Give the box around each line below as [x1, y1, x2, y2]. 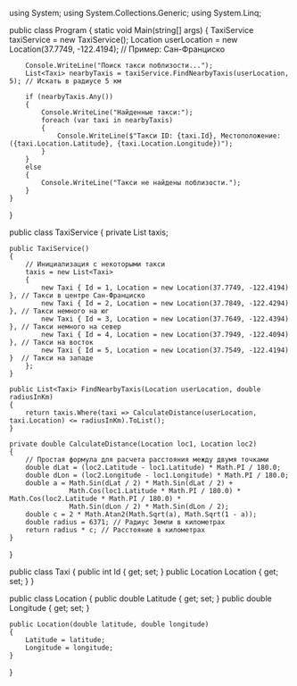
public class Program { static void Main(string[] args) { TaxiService [9, 25, 254, 35]
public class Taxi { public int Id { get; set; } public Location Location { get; [9, 566, 279, 577]
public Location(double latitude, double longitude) [9, 620, 210, 629]
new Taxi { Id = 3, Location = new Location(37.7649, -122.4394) [41, 314, 290, 323]
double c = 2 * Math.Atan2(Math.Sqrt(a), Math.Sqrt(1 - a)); [25, 510, 257, 519]
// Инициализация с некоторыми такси [25, 260, 166, 269]
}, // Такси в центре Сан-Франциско [9, 291, 145, 300]
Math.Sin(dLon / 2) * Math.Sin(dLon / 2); [69, 502, 229, 511]
